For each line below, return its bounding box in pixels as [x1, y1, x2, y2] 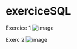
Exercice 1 [5, 24, 32, 31]
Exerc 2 [5, 36, 25, 43]
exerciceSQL [5, 4, 72, 18]
